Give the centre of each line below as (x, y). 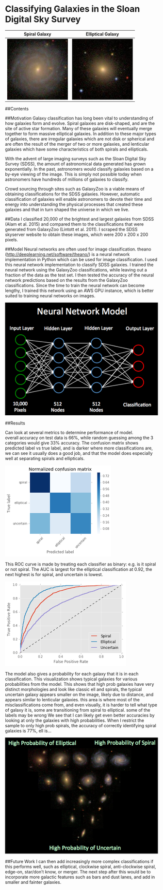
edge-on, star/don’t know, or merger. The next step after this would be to (78, 872)
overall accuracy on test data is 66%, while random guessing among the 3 (79, 438)
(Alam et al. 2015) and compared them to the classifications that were (74, 224)
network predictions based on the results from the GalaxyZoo (66, 280)
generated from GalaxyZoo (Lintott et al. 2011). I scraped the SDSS (71, 230)
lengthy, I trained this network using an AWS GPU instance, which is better (79, 290)
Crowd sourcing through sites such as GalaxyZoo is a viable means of (75, 189)
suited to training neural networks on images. (50, 296)
